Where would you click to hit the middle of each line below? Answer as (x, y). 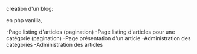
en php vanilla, (24, 20)
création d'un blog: (30, 9)
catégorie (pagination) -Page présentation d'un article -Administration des (98, 38)
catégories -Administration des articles (55, 45)
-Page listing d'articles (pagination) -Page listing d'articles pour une (91, 32)
